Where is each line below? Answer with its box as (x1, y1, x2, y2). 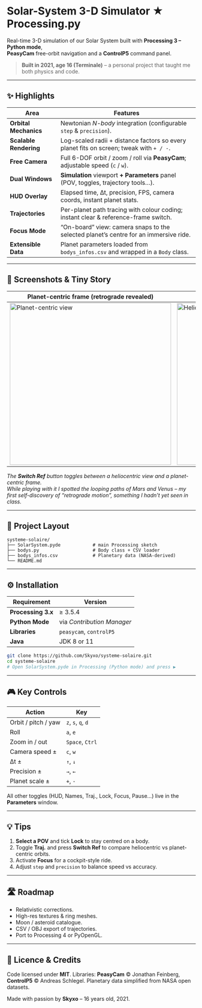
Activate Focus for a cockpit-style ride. (15, 857, 113, 864)
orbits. (34, 850, 50, 857)
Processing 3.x (10, 608, 53, 617)
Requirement (12, 598, 50, 606)
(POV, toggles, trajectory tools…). (60, 178, 155, 187)
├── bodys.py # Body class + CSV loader (7, 547, 161, 553)
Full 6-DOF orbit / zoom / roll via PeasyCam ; (60, 154, 186, 162)
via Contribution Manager (59, 618, 132, 626)
